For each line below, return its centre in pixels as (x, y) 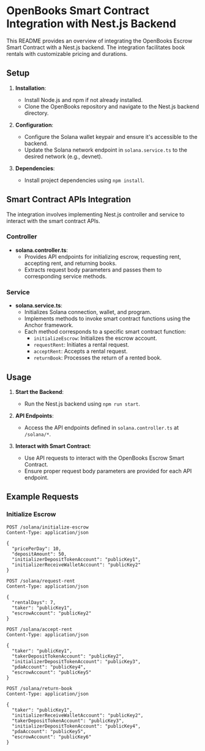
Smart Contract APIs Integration (69, 199)
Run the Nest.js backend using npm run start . (82, 404)
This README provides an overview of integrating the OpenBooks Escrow (99, 41)
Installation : (31, 88)
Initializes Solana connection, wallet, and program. (88, 312)
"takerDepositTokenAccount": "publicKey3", (68, 721)
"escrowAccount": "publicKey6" (52, 737)
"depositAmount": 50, (39, 554)
